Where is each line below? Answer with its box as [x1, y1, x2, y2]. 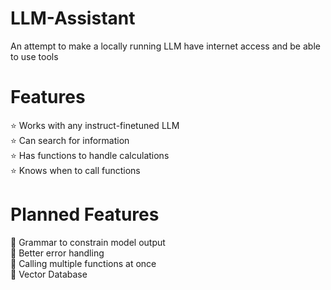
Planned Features [10, 203, 160, 226]
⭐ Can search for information [10, 134, 130, 146]
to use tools [10, 50, 59, 62]
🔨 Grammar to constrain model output [10, 236, 166, 248]
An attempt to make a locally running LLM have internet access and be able [10, 40, 321, 52]
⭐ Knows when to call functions [10, 164, 141, 176]
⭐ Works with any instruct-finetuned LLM [10, 119, 180, 131]
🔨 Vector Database [10, 268, 88, 280]
